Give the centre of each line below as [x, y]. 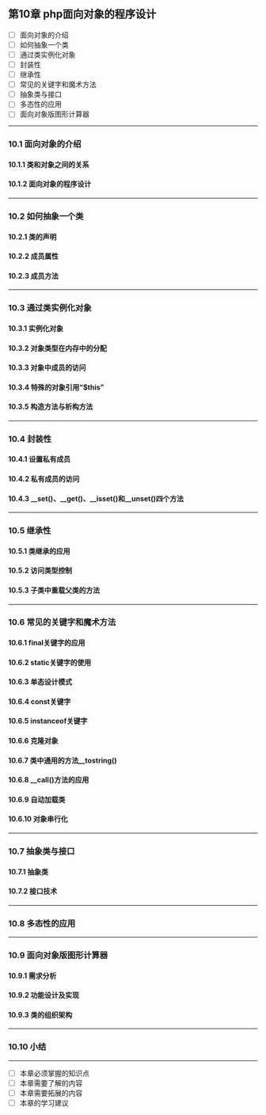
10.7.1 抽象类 [28, 871]
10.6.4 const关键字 [40, 701]
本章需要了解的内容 [51, 1083]
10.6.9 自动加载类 [37, 799]
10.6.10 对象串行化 [38, 819]
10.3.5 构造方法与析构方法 [51, 407]
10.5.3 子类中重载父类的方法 [54, 590]
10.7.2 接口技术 [33, 891]
